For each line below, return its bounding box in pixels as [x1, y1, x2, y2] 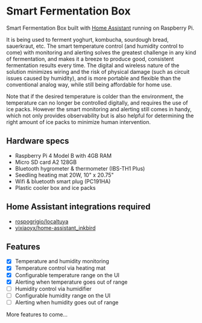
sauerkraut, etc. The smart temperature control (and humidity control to [6, 42, 184, 50]
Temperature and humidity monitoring [14, 258, 110, 265]
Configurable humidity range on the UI [14, 292, 110, 299]
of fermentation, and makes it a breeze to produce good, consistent [6, 55, 174, 62]
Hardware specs [6, 136, 69, 146]
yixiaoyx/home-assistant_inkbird [14, 224, 96, 231]
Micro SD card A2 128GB [14, 158, 77, 166]
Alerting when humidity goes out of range [14, 298, 119, 306]
